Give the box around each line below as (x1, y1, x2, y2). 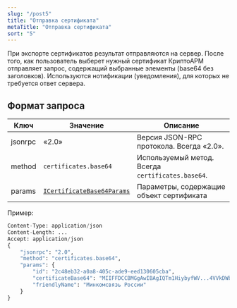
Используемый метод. (136, 153, 214, 163)
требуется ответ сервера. (7, 79, 86, 88)
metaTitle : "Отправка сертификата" (7, 23, 112, 30)
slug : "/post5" (7, 10, 52, 18)
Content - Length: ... (7, 228, 68, 236)
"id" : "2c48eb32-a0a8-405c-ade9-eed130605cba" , (32, 269, 175, 276)
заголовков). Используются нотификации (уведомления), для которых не (7, 72, 230, 80)
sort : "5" (7, 30, 37, 37)
